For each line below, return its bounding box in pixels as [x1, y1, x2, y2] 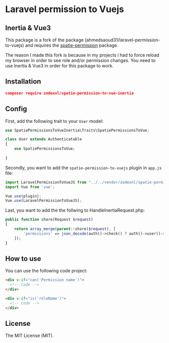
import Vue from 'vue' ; [5, 184, 55, 189]
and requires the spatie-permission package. [25, 42, 119, 48]
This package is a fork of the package [5, 37, 84, 43]
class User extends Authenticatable [5, 137, 82, 142]
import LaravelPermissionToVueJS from [5, 180, 87, 185]
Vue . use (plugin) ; [5, 193, 42, 198]
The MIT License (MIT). [5, 332, 54, 338]
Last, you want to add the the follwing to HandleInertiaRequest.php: [5, 208, 145, 214]
